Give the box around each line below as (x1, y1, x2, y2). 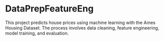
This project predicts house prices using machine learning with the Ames (5, 19, 156, 25)
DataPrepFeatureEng (5, 3, 94, 14)
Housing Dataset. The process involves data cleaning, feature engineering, (5, 24, 159, 30)
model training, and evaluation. (5, 30, 69, 36)
